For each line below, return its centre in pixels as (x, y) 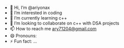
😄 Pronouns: (23, 36)
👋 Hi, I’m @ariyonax (30, 8)
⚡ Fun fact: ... (23, 41)
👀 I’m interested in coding (36, 13)
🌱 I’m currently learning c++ (38, 18)
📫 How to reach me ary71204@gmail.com (53, 29)
